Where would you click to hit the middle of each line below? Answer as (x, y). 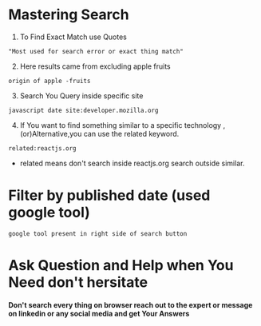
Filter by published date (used (109, 195)
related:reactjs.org (43, 148)
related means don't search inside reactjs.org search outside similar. (132, 163)
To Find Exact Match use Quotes (73, 37)
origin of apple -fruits (49, 81)
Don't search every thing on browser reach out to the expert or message (130, 304)
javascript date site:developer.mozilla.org (83, 110)
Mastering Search (69, 15)
